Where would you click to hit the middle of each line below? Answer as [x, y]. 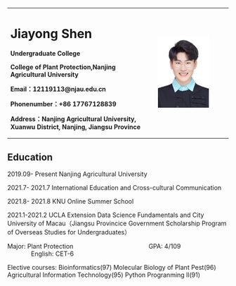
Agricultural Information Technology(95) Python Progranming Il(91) [104, 275]
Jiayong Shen [51, 33]
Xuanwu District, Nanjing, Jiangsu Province [75, 127]
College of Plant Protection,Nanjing [63, 67]
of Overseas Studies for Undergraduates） [69, 232]
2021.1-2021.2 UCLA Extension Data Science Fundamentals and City [106, 215]
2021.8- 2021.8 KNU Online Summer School [71, 201]
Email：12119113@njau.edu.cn [58, 89]
